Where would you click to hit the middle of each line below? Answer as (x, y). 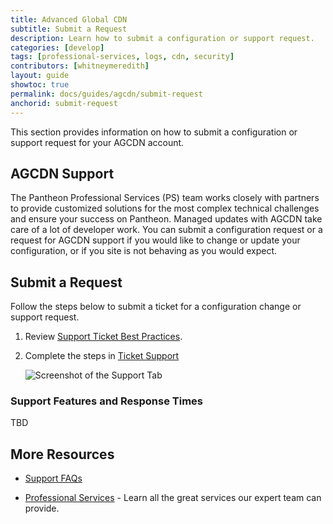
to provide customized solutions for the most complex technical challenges (165, 208)
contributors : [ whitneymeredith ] (80, 66)
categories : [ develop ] (57, 47)
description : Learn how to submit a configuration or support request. (162, 38)
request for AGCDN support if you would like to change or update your (155, 240)
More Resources (62, 454)
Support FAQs (53, 478)
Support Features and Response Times (106, 401)
